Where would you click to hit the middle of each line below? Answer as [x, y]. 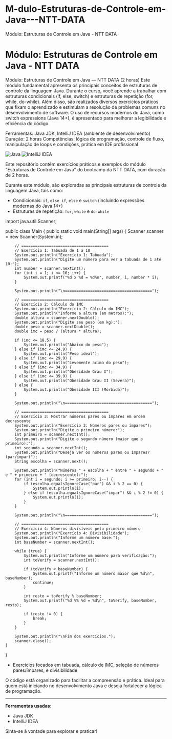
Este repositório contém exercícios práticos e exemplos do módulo [76, 164]
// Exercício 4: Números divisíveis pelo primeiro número [78, 529]
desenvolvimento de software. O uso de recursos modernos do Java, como [85, 112]
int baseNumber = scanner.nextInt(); [55, 542]
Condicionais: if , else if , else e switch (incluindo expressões [79, 200]
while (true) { [31, 551]
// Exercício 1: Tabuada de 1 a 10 [52, 250]
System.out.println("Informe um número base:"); [67, 537]
